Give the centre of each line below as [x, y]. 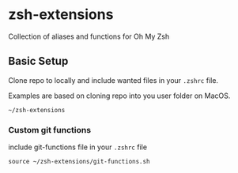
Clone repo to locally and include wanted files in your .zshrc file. [113, 80]
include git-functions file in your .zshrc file [78, 147]
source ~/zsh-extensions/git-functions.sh [79, 162]
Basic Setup [38, 61]
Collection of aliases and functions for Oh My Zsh [89, 36]
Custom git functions [50, 130]
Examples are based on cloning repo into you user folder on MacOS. [119, 96]
